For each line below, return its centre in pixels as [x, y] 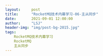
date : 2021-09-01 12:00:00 [39, 19]
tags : [10, 32]
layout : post [23, 9]
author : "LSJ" [24, 23]
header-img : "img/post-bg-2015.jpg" [42, 28]
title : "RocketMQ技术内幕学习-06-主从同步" [52, 14]
